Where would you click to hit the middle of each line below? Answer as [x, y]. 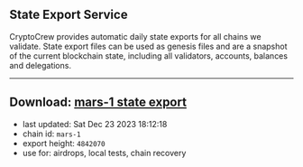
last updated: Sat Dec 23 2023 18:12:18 [95, 124]
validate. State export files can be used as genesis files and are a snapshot [148, 46]
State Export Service [69, 15]
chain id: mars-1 [51, 134]
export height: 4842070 [64, 143]
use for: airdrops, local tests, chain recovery [104, 153]
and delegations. [41, 65]
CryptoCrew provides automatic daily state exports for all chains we [135, 36]
